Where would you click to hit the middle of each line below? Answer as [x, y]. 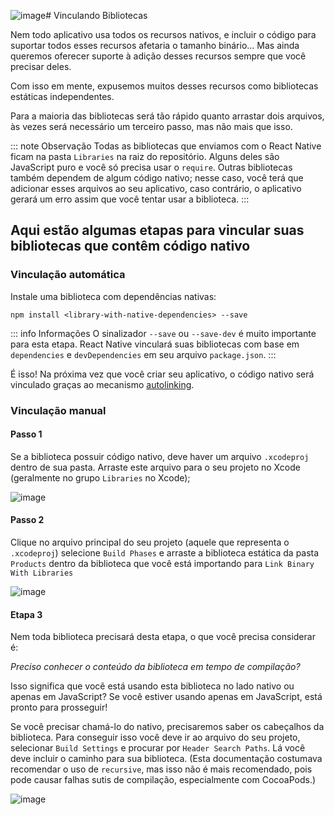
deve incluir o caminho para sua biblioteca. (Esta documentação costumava [166, 759]
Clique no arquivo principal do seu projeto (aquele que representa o [150, 542]
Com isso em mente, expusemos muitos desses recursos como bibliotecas [164, 86]
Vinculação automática [68, 275]
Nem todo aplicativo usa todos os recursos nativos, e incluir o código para [163, 34]
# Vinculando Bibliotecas [96, 15]
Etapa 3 [26, 614]
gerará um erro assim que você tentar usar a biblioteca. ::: [130, 199]
